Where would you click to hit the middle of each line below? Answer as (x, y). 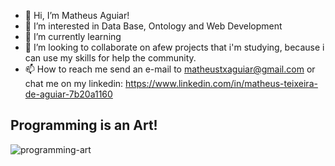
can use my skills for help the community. (110, 58)
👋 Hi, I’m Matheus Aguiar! (77, 15)
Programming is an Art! (84, 125)
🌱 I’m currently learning (73, 36)
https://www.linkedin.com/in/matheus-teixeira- (221, 83)
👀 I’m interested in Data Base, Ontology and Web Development (153, 26)
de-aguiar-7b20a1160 (68, 94)
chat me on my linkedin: (74, 83)
